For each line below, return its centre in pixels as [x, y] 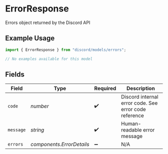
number [40, 106]
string [37, 130]
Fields [15, 74]
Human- [131, 124]
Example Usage [30, 38]
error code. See [139, 103]
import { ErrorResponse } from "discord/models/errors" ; [66, 50]
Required [105, 88]
